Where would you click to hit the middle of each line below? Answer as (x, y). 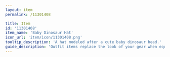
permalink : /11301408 (28, 14)
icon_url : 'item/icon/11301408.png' (44, 37)
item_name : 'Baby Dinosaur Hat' (39, 33)
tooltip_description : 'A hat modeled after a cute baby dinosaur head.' (83, 42)
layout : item (19, 10)
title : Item (18, 23)
